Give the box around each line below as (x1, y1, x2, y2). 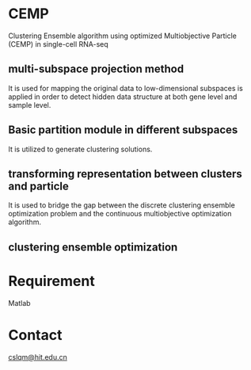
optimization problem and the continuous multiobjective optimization (8, 209, 232, 219)
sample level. (8, 100, 51, 109)
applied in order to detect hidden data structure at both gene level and (8, 92, 238, 101)
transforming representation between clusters (8, 167, 243, 181)
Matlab (8, 298, 31, 307)
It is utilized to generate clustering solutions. (8, 144, 153, 154)
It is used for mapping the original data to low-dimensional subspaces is (8, 83, 243, 93)
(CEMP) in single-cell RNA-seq (8, 39, 108, 48)
